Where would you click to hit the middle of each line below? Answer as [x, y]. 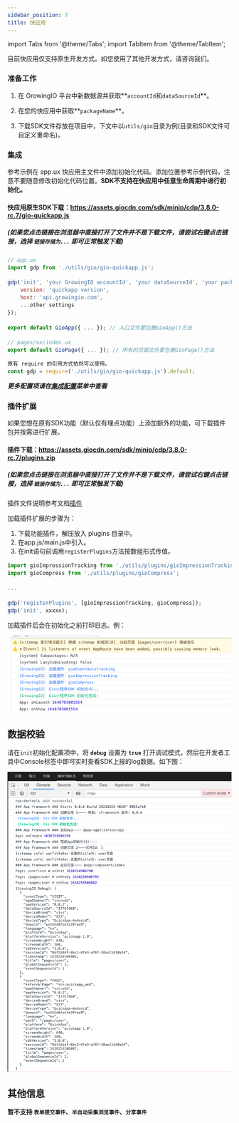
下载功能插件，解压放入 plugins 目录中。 [77, 533]
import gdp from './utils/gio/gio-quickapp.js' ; [81, 267]
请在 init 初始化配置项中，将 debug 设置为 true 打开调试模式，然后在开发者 [116, 752]
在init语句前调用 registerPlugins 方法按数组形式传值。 [96, 551]
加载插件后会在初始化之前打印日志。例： [67, 625]
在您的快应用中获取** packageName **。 [73, 110]
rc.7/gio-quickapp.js [38, 215]
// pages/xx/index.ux [39, 343]
